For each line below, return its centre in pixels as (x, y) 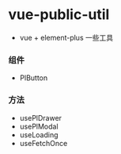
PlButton (34, 78)
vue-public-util (59, 15)
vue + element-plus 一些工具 (66, 37)
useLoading (39, 135)
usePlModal (39, 126)
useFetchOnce (43, 143)
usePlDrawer (40, 117)
